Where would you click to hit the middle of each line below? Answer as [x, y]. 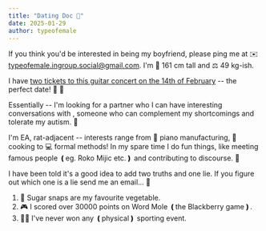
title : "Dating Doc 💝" [46, 16]
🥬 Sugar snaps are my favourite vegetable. [90, 198]
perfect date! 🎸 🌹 [36, 90]
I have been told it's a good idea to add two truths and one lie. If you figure [131, 174]
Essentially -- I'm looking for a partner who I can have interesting [115, 105]
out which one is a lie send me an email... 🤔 [79, 182]
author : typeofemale [43, 30]
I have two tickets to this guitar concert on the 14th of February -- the [123, 81]
